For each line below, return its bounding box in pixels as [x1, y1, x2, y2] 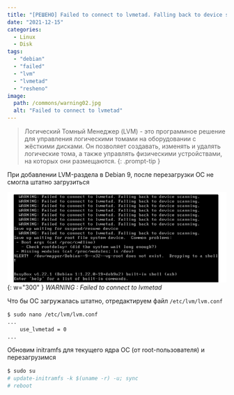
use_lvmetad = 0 [19, 326, 68, 333]
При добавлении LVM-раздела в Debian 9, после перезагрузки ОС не [7, 171, 214, 178]
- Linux [13, 34, 36, 41]
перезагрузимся [7, 353, 56, 361]
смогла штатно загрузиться [7, 178, 90, 186]
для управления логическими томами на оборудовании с [24, 135, 196, 143]
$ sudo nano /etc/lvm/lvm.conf [7, 311, 98, 318]
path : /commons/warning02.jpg [13, 100, 101, 107]
